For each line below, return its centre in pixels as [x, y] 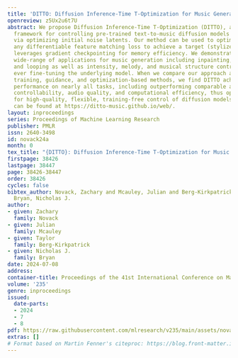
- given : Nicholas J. [39, 251]
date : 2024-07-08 [33, 264]
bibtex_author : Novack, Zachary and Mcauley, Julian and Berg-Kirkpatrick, [121, 192]
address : [20, 271]
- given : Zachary [33, 212]
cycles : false [28, 185]
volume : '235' [28, 284]
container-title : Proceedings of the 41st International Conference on [115, 277]
